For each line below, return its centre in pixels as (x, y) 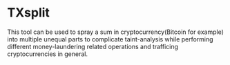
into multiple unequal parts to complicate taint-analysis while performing (110, 39)
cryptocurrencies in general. (48, 54)
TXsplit (29, 13)
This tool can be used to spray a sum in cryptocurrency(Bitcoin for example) (116, 32)
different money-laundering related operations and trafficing (93, 46)
